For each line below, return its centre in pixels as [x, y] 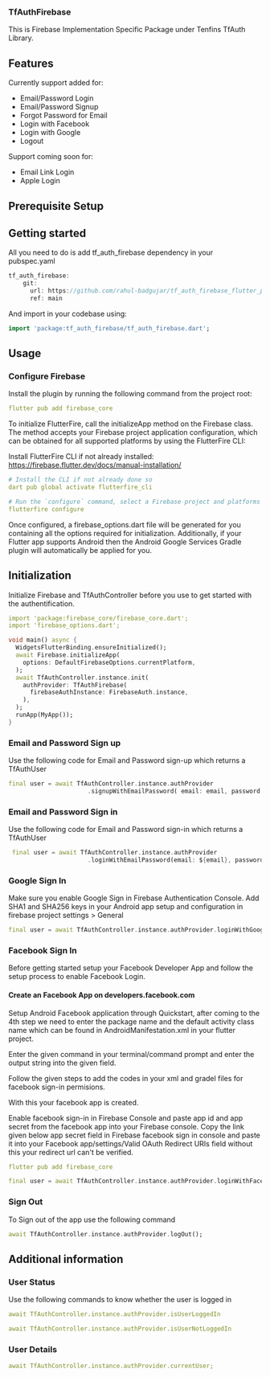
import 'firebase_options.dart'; [64, 625]
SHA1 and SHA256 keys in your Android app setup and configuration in [126, 907]
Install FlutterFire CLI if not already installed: [81, 457]
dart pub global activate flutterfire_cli [80, 488]
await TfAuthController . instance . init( [82, 678]
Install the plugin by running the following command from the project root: [130, 394]
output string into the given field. [62, 1063]
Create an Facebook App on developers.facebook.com [102, 994]
